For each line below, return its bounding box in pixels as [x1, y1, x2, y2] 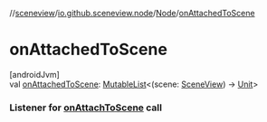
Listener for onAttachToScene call [9, 101, 163, 114]
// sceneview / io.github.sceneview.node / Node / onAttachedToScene [9, 8, 255, 18]
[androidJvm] [9, 69, 61, 80]
